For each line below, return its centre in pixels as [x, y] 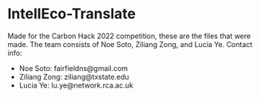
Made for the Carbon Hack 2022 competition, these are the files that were [129, 36]
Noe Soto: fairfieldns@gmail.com [73, 68]
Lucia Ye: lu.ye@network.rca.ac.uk [76, 85]
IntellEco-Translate [72, 14]
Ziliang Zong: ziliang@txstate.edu [74, 76]
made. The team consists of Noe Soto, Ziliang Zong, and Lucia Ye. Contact [130, 44]
